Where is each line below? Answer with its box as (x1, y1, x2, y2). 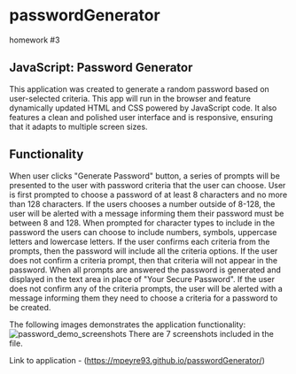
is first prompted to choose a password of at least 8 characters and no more (9, 189, 288, 200)
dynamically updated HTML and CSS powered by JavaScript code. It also (9, 103, 277, 113)
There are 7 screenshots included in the (128, 328, 275, 339)
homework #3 (9, 34, 60, 45)
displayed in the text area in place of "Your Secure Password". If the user (9, 273, 276, 284)
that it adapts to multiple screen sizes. (9, 121, 148, 132)
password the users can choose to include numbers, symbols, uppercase (9, 226, 277, 237)
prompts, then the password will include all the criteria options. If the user (9, 245, 278, 256)
